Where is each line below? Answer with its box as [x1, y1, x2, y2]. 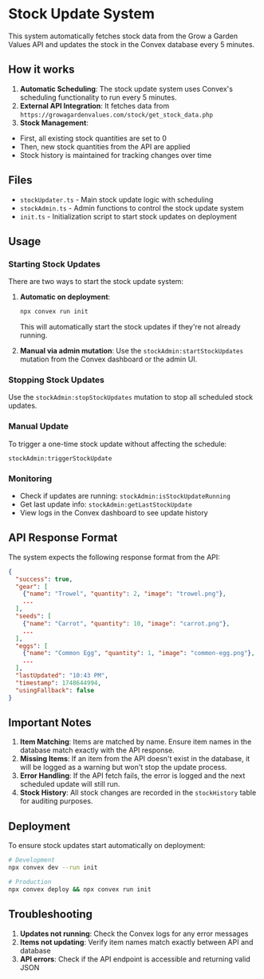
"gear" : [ [15, 582, 48, 590]
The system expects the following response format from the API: [8, 552, 221, 562]
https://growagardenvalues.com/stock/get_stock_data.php [19, 111, 214, 119]
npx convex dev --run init [8, 863, 98, 872]
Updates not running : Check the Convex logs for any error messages [19, 929, 249, 938]
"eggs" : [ [15, 641, 48, 650]
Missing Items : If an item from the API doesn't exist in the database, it [19, 754, 250, 764]
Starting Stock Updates [8, 259, 101, 270]
